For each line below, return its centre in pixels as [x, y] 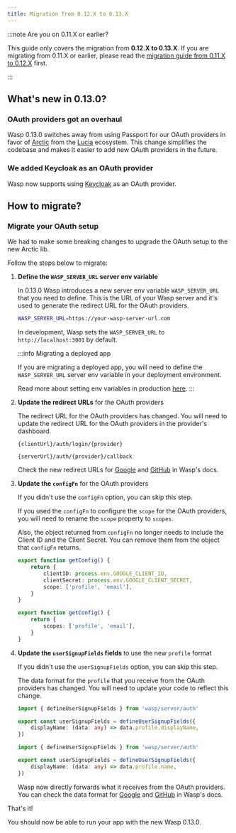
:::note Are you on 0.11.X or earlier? [58, 34]
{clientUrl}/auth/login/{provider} [70, 445]
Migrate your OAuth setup [53, 226]
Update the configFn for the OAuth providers [83, 484]
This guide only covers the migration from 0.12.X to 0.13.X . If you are [108, 48]
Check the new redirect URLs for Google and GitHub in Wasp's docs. [118, 470]
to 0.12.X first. [27, 63]
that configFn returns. [49, 548]
